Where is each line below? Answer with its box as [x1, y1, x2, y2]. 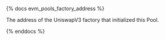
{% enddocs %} [6, 28, 45, 35]
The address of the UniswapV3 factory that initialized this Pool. [6, 16, 159, 23]
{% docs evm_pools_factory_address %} [6, 5, 105, 12]
